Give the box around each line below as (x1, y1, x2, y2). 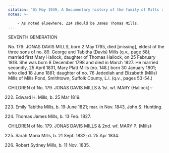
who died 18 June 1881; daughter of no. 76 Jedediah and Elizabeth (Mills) (8, 70, 158, 76)
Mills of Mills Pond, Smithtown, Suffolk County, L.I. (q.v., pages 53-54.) (8, 75, 153, 81)
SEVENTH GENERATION (8, 34, 57, 40)
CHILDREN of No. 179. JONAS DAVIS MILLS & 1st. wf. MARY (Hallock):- (8, 85, 153, 91)
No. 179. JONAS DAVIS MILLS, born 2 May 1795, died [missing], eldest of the (8, 44, 165, 50)
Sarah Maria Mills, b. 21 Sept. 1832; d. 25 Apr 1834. (15, 133, 119, 139)
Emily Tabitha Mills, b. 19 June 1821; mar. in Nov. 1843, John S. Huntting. (15, 104, 163, 110)
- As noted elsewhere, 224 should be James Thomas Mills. (17, 21, 139, 26)
